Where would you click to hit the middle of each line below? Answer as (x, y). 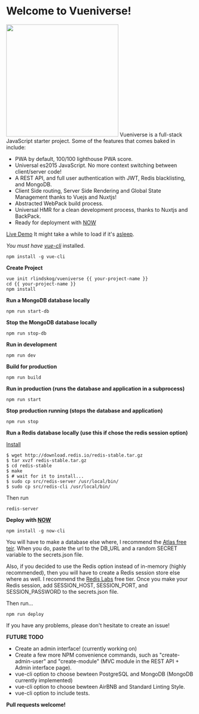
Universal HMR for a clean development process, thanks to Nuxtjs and (101, 209)
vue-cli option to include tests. (52, 693)
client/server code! (38, 171)
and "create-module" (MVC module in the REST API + (113, 661)
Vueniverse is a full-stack (151, 134)
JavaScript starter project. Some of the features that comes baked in (91, 141)
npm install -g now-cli (36, 531)
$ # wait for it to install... (45, 476)
